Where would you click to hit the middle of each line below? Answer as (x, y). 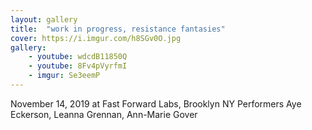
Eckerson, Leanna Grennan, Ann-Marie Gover (104, 114)
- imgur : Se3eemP (64, 76)
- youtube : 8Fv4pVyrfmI (78, 66)
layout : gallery (44, 19)
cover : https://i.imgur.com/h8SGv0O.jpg (96, 38)
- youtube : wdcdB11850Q (78, 57)
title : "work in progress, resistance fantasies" (118, 29)
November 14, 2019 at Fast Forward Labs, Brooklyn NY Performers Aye (156, 103)
